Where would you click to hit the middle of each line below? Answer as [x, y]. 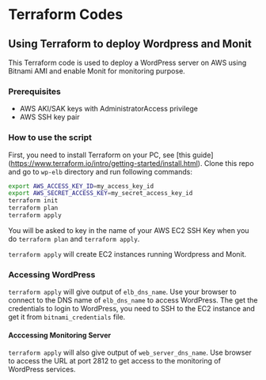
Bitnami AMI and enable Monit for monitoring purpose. [97, 71]
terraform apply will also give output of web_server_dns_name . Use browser [130, 352]
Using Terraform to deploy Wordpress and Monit [130, 44]
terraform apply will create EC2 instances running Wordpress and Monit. [127, 254]
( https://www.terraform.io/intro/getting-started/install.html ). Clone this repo [131, 163]
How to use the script [50, 137]
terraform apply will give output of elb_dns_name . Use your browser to [122, 292]
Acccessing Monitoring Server [60, 335]
